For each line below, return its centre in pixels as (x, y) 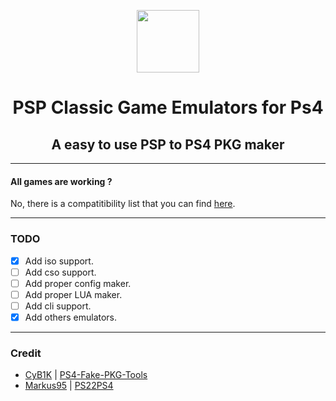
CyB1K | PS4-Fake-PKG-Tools (86, 375)
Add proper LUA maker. (73, 294)
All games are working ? (61, 181)
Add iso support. (59, 261)
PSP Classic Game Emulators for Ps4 (168, 107)
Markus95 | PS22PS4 (69, 386)
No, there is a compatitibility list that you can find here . (123, 204)
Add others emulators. (71, 317)
